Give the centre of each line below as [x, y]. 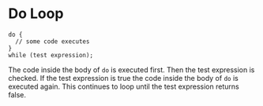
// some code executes [53, 41]
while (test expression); [51, 55]
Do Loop [36, 14]
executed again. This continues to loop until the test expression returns [124, 86]
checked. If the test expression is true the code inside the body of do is [123, 78]
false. [17, 94]
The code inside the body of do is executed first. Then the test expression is [131, 69]
